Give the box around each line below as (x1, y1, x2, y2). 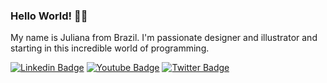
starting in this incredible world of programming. (10, 42, 210, 54)
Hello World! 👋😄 (10, 9, 88, 23)
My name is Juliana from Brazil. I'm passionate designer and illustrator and (10, 32, 318, 44)
